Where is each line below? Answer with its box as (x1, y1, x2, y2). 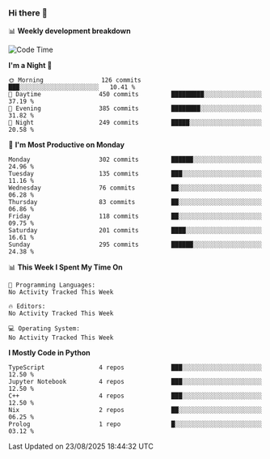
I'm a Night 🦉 (8, 61, 53, 70)
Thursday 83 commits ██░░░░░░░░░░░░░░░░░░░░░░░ (8, 198, 263, 206)
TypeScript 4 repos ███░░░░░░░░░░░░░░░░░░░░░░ (8, 363, 263, 372)
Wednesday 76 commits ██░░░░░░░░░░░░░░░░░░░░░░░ (8, 184, 263, 193)
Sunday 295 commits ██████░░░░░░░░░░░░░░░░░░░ (8, 240, 263, 249)
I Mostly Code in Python (8, 348, 91, 358)
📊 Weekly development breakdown (8, 26, 131, 36)
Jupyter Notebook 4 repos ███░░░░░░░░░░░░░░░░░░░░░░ (8, 378, 263, 386)
